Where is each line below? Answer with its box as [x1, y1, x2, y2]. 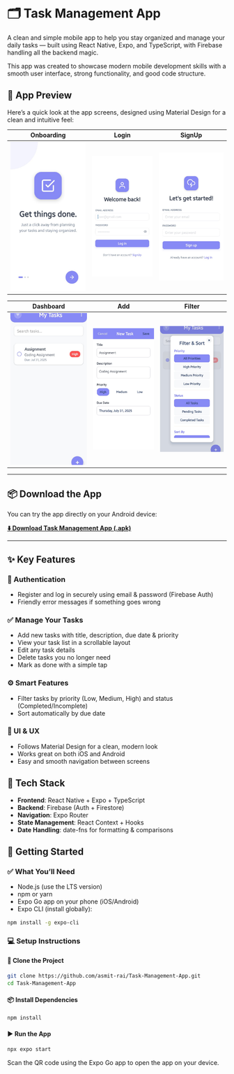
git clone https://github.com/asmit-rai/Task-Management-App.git [7, 973, 201, 980]
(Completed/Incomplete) [17, 702, 88, 710]
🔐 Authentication [7, 574, 66, 584]
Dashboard [32, 302, 65, 311]
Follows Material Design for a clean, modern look [17, 742, 158, 750]
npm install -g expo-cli [7, 920, 79, 927]
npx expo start [7, 1046, 52, 1053]
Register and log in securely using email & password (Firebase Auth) [17, 590, 214, 598]
